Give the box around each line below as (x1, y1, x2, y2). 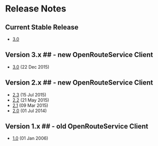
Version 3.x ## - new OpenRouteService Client (5, 50, 154, 59)
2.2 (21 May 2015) (12, 97, 49, 103)
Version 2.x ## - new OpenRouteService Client (5, 78, 154, 87)
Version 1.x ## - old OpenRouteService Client (5, 122, 149, 130)
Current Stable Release (5, 23, 79, 31)
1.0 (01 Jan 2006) (12, 135, 48, 141)
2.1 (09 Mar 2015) (12, 102, 48, 108)
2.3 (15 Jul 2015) (12, 91, 46, 97)
